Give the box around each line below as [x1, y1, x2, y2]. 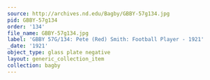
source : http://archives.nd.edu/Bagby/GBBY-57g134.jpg [7, 10, 170, 17]
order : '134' [7, 23, 45, 30]
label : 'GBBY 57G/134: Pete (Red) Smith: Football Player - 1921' [7, 36, 204, 43]
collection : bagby [7, 62, 61, 69]
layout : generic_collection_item [7, 56, 105, 63]
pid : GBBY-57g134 [7, 17, 58, 24]
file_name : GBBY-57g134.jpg [7, 29, 89, 37]
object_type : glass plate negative [7, 49, 111, 56]
